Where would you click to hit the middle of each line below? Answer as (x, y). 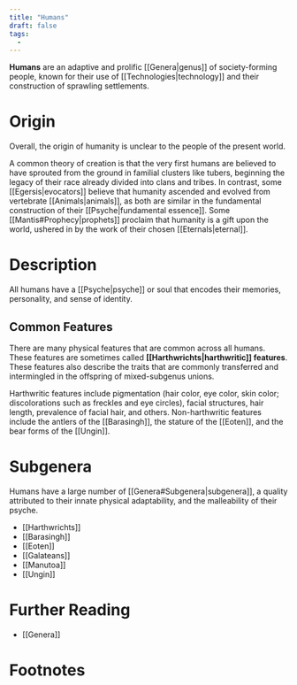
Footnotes (47, 670)
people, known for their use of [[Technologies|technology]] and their (134, 77)
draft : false (33, 26)
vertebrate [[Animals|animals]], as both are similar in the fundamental (135, 201)
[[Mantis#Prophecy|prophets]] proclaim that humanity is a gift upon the (139, 220)
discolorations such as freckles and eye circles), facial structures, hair (137, 403)
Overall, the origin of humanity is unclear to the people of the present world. (147, 146)
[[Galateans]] (46, 555)
